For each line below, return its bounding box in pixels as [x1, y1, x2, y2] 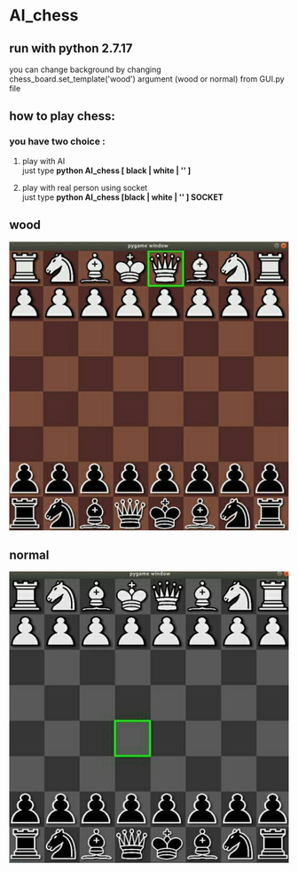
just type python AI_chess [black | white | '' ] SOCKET [21, 192, 223, 202]
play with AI [21, 155, 66, 166]
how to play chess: [9, 108, 115, 124]
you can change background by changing [9, 64, 161, 75]
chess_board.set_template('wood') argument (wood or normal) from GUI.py [9, 74, 286, 84]
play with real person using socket [21, 182, 148, 193]
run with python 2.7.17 [9, 41, 133, 56]
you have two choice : [9, 135, 106, 147]
